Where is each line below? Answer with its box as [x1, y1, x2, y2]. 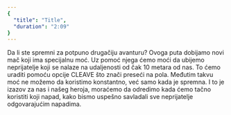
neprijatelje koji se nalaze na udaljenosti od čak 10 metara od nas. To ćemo [7, 63, 221, 71]
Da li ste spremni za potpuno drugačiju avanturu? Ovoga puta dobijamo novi [7, 48, 224, 57]
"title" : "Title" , [13, 17, 67, 24]
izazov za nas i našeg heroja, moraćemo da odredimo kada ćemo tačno [7, 85, 212, 94]
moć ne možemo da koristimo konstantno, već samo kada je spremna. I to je [7, 78, 225, 87]
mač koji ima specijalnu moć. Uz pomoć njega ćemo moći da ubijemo [7, 56, 205, 64]
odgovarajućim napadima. [7, 100, 82, 108]
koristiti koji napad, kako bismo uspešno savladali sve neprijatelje [7, 93, 194, 101]
